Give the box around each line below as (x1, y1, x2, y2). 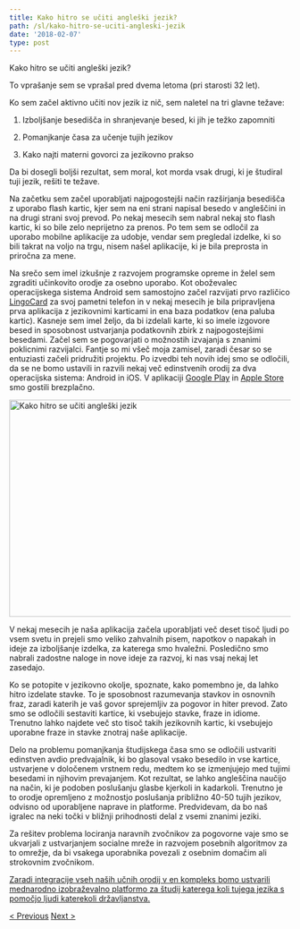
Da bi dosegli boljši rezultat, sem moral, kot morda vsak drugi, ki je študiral (9, 166, 283, 177)
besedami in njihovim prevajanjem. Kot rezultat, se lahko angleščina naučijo (9, 773, 287, 784)
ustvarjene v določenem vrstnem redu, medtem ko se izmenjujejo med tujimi (9, 763, 290, 774)
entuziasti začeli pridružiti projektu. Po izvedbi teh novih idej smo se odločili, (9, 354, 290, 364)
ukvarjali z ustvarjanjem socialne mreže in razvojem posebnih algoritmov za (9, 838, 287, 848)
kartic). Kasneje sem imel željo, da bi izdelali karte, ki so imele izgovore (9, 315, 271, 327)
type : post (9, 38, 50, 47)
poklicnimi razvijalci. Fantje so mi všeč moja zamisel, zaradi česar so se (9, 344, 272, 354)
